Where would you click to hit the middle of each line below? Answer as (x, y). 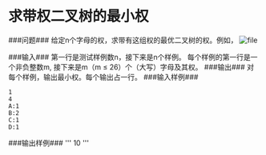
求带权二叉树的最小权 (79, 16)
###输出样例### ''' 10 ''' (49, 143)
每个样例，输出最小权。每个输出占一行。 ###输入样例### (103, 77)
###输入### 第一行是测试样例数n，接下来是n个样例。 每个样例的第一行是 (129, 57)
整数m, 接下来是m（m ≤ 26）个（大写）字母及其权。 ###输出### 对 (142, 67)
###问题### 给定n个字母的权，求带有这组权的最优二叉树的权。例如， (123, 40)
